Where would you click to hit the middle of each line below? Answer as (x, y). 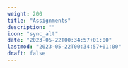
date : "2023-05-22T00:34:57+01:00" (60, 40)
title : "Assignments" (39, 21)
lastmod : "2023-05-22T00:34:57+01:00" (64, 47)
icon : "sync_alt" (33, 34)
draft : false (27, 54)
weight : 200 (25, 14)
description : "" (31, 27)
